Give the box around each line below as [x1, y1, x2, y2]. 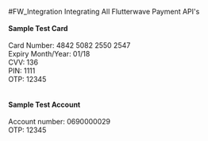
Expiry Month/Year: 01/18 [8, 49, 91, 58]
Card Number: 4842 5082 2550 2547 [8, 41, 131, 50]
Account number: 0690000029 [8, 117, 111, 126]
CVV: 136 [8, 57, 38, 67]
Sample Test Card [8, 24, 68, 33]
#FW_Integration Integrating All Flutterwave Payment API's [8, 7, 200, 16]
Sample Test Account [8, 100, 81, 109]
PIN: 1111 [8, 66, 36, 75]
